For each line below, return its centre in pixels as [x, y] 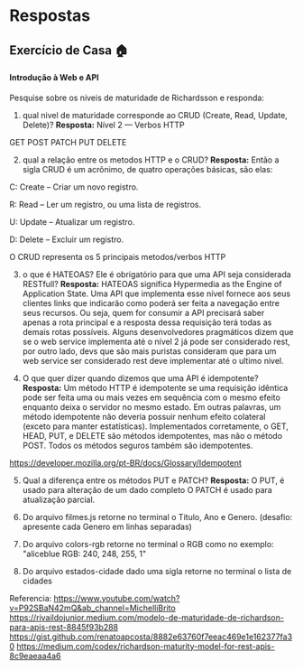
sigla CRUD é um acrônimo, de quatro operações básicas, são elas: [147, 169]
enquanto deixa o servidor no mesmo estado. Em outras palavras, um [151, 406]
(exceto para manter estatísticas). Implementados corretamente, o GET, [155, 426]
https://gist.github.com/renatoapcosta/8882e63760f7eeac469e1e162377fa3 [151, 637]
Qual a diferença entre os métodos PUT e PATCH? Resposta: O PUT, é [153, 480]
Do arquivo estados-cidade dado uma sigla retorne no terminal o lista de [157, 571]
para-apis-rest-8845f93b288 [64, 627]
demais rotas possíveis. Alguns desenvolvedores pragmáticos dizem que [158, 331]
